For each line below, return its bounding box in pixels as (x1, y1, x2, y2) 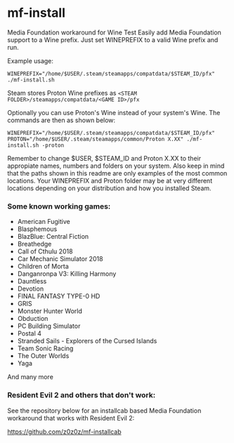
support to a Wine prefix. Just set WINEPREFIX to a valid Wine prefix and (7, 35, 219, 44)
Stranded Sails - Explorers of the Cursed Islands (17, 337, 157, 345)
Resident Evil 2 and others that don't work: (7, 390, 156, 400)
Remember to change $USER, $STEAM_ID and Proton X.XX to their (7, 154, 202, 162)
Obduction (17, 315, 48, 323)
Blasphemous (17, 225, 58, 233)
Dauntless (17, 277, 47, 286)
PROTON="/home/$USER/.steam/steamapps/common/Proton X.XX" (7, 135, 184, 143)
